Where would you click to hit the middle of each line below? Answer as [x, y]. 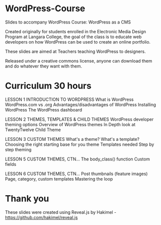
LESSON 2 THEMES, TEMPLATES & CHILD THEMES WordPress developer [79, 119]
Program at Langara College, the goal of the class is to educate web [73, 37]
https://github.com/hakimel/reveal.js [41, 217]
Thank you [27, 199]
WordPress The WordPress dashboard [43, 110]
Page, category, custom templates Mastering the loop [59, 179]
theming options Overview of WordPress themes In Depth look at [70, 124]
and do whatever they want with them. [44, 66]
